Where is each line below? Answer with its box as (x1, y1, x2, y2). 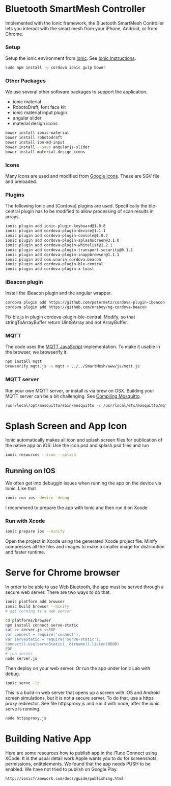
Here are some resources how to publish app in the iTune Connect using (5, 750, 157, 756)
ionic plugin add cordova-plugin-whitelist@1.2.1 (5, 242, 113, 248)
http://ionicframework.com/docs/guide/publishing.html (5, 776, 124, 781)
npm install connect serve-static (5, 622, 79, 628)
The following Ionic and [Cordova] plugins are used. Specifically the (5, 203, 148, 209)
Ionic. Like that (5, 486, 36, 492)
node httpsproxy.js (5, 716, 47, 721)
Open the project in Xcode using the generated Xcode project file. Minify (5, 538, 158, 544)
